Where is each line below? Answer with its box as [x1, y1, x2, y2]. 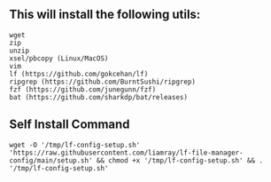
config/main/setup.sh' [9, 155, 93, 165]
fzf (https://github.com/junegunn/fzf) [9, 84, 157, 94]
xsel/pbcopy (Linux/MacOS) [9, 53, 109, 63]
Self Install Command [9, 117, 130, 132]
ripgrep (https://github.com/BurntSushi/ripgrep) [9, 77, 197, 86]
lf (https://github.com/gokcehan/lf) [9, 69, 149, 78]
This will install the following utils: [9, 7, 201, 22]
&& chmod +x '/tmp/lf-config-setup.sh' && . [96, 155, 264, 165]
